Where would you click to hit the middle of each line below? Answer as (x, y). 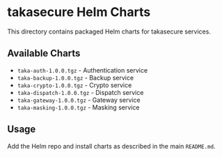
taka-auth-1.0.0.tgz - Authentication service (82, 70)
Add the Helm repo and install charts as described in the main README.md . (111, 146)
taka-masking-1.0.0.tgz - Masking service (78, 107)
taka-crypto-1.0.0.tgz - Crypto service (74, 85)
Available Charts (44, 53)
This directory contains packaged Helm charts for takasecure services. (109, 31)
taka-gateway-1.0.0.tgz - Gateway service (79, 100)
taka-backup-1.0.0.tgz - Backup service (76, 77)
